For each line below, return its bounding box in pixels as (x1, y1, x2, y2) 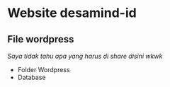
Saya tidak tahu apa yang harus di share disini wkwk (7, 52, 163, 60)
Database (17, 73, 46, 81)
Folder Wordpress (17, 66, 70, 74)
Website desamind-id (7, 5, 137, 21)
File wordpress (7, 33, 74, 45)
